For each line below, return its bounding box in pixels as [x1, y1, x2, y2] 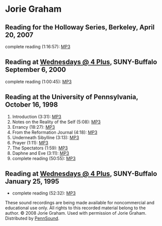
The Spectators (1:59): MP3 [12, 145, 68, 151]
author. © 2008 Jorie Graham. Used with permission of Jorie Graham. [5, 210, 147, 216]
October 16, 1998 [5, 101, 58, 109]
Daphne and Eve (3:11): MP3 [12, 150, 70, 156]
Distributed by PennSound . [5, 215, 60, 222]
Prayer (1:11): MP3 [12, 140, 49, 145]
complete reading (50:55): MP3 [12, 155, 76, 161]
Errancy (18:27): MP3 [12, 124, 55, 130]
